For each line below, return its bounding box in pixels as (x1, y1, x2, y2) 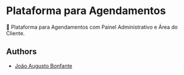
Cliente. (6, 29, 25, 36)
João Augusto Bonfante (14, 62, 73, 69)
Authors (6, 47, 37, 57)
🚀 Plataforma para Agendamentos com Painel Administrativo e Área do (6, 23, 178, 30)
